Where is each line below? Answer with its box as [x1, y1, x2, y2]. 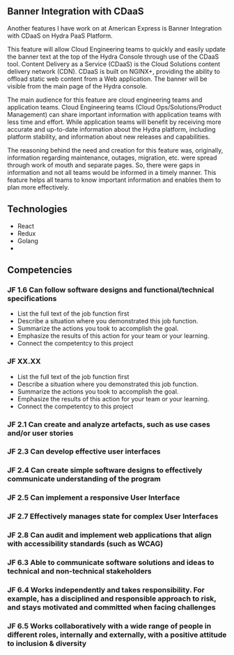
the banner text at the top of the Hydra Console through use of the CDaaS [7, 52, 219, 61]
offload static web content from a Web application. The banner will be [7, 75, 208, 83]
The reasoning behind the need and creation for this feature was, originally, [7, 146, 224, 154]
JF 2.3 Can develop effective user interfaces [7, 447, 161, 456]
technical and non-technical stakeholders [7, 567, 152, 576]
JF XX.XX [7, 357, 41, 367]
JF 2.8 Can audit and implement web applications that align [7, 530, 212, 540]
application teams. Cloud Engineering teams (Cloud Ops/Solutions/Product [7, 102, 221, 111]
